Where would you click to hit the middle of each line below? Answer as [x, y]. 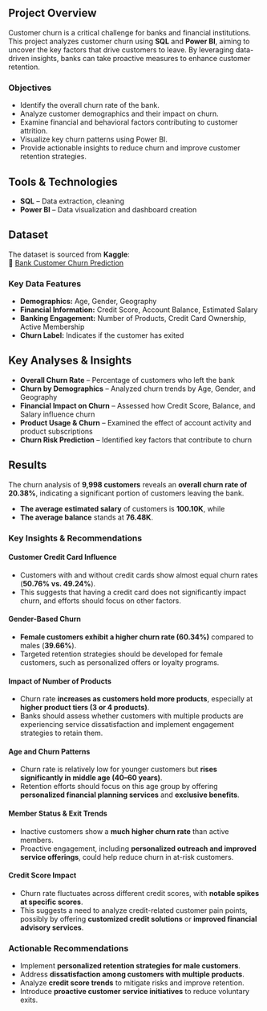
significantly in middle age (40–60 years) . [91, 778]
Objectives [30, 88]
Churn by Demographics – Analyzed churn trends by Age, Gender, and [138, 388]
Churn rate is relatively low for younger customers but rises [119, 769]
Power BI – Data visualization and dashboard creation [108, 209]
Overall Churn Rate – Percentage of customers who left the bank [127, 380]
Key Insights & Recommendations [75, 538]
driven [19, 58]
